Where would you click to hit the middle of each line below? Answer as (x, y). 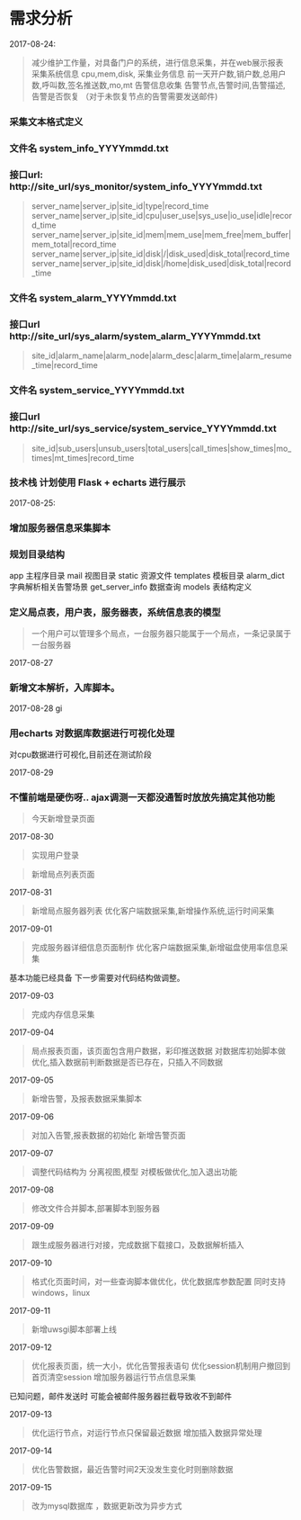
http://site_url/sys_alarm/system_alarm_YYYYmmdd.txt (135, 336)
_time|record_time (65, 365)
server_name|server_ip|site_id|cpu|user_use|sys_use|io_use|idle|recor (162, 216)
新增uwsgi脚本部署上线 (74, 1329)
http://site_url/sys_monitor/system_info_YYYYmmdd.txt (136, 186)
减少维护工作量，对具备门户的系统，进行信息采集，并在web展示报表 (157, 62)
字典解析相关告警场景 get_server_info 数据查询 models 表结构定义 (131, 587)
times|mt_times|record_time (83, 458)
